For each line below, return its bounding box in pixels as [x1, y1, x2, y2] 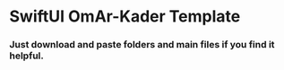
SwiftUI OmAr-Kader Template [9, 6, 241, 27]
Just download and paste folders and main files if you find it [9, 39, 275, 51]
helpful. [9, 49, 45, 62]
